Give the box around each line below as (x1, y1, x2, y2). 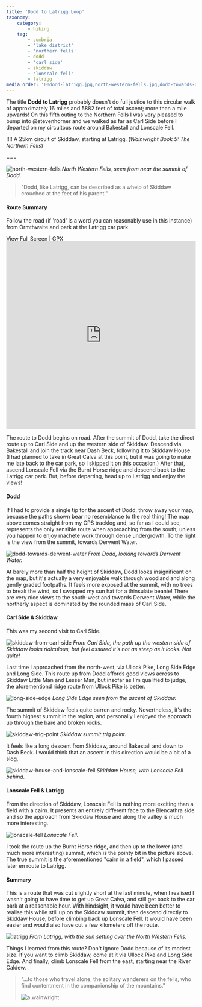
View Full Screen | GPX (6, 235, 64, 242)
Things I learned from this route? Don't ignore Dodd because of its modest (6, 945, 191, 952)
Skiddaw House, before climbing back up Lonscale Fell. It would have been (6, 915, 192, 923)
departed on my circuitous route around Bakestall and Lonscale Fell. (6, 124, 175, 131)
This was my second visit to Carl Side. (6, 627, 101, 634)
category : (17, 20, 42, 26)
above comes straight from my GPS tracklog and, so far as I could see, (6, 519, 182, 526)
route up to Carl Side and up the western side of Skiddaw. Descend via (6, 441, 182, 448)
